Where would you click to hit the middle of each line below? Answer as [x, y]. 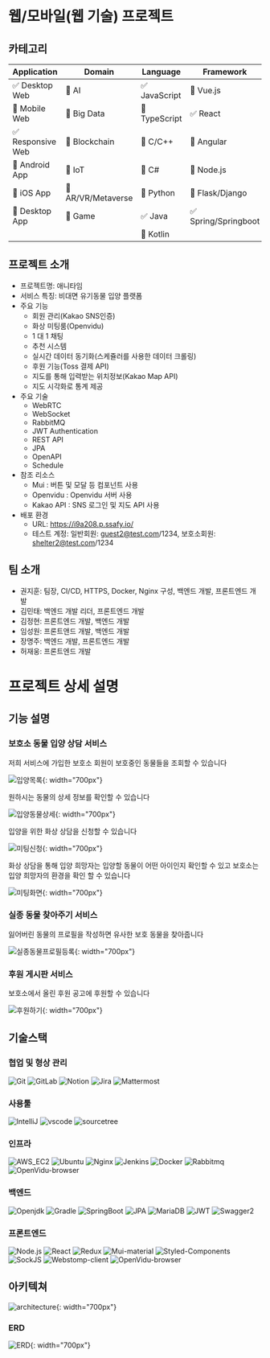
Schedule [48, 465]
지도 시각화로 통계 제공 [67, 386]
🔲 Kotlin [155, 234]
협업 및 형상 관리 [38, 1063]
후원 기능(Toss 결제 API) [71, 366]
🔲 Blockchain [90, 142]
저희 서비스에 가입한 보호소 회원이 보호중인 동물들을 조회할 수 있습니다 [118, 763]
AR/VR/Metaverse [99, 198]
